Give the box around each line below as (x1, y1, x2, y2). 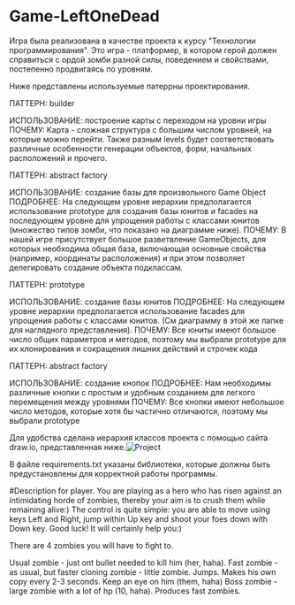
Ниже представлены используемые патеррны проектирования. (9, 80, 250, 91)
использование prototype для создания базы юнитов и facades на (9, 205, 259, 216)
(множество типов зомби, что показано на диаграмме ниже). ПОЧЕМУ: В (9, 224, 287, 235)
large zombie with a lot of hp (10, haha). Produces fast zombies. (9, 586, 241, 596)
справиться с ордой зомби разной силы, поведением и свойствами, (9, 54, 269, 65)
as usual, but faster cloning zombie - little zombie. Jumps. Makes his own (9, 566, 276, 577)
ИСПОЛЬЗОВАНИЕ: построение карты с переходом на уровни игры (9, 115, 267, 126)
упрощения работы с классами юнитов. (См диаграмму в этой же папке (9, 315, 284, 325)
